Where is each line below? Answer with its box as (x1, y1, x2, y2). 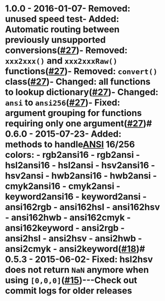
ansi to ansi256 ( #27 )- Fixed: (5, 97, 120, 108)
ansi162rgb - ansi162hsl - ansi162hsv (5, 202, 160, 213)
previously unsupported (5, 34, 106, 46)
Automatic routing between (5, 24, 120, 35)
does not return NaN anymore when (5, 264, 149, 275)
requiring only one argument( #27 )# (5, 118, 152, 129)
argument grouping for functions (5, 108, 142, 119)
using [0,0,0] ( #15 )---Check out (5, 275, 137, 286)
